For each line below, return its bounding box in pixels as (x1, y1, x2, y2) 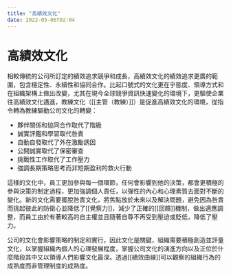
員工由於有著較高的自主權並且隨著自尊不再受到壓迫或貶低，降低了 (25, 213, 212, 221)
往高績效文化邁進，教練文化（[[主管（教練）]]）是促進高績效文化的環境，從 (7, 97, 218, 106)
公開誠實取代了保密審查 (16, 147, 84, 155)
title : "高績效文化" (7, 10, 60, 17)
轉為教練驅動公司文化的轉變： (12, 106, 98, 115)
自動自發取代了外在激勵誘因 (16, 138, 96, 146)
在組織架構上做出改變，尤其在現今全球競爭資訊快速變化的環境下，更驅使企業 (7, 89, 224, 97)
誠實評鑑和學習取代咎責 (16, 130, 84, 138)
